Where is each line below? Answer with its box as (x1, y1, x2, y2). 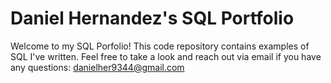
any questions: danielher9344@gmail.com (10, 61, 185, 73)
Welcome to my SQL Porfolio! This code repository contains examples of (10, 40, 310, 52)
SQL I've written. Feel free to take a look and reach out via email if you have (10, 50, 322, 62)
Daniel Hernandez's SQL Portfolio (10, 7, 295, 30)
